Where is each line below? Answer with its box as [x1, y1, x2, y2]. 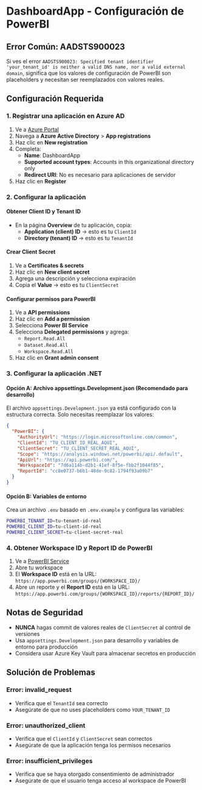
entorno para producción [15, 643, 78, 650]
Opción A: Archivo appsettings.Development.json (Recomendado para [6, 384, 188, 391]
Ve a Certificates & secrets [15, 262, 84, 269]
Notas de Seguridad [6, 608, 83, 618]
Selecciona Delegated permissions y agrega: [15, 328, 129, 336]
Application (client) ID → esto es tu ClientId [24, 227, 136, 235]
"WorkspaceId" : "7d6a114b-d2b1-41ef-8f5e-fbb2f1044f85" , [17, 462, 164, 469]
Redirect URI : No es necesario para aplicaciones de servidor [24, 171, 176, 178]
